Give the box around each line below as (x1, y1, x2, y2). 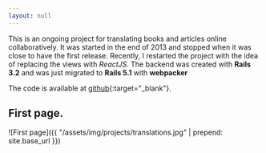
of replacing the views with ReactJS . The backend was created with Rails (8, 59, 251, 69)
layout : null (8, 11, 52, 20)
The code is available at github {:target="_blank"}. (8, 83, 172, 93)
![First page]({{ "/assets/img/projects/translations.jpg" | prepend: (8, 127, 223, 137)
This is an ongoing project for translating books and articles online (8, 34, 227, 43)
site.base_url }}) (8, 136, 62, 146)
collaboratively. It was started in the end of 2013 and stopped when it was (8, 42, 252, 52)
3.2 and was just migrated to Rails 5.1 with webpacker (8, 67, 188, 77)
